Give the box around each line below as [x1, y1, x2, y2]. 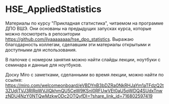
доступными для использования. [5, 47, 77, 53]
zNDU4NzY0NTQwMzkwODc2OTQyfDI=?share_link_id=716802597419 [5, 93, 153, 99]
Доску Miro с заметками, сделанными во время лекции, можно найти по [5, 71, 164, 77]
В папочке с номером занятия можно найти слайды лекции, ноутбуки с [5, 56, 161, 62]
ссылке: [5, 77, 23, 83]
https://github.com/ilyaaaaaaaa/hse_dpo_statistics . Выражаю [5, 36, 134, 42]
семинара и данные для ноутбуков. [5, 62, 82, 68]
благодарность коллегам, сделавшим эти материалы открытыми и [5, 41, 151, 47]
